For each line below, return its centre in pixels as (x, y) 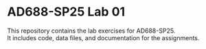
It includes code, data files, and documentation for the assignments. (103, 37)
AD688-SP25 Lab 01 (66, 12)
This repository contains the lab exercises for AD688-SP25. (91, 31)
